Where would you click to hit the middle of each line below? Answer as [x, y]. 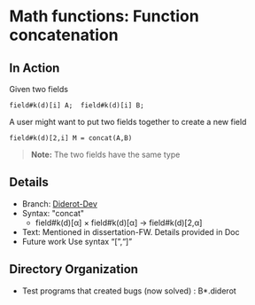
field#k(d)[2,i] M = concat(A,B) [71, 138]
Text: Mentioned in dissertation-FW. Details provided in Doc [131, 231]
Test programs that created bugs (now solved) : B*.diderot [129, 291]
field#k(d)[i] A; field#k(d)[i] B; [77, 106]
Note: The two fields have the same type [105, 154]
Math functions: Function [104, 16]
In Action [35, 68]
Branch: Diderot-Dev [59, 203]
